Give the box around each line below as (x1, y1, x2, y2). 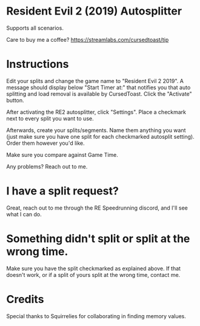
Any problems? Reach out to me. (6, 162, 88, 170)
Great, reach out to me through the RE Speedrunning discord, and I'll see (6, 204, 188, 211)
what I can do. (6, 210, 42, 218)
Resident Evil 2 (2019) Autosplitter (6, 4, 182, 18)
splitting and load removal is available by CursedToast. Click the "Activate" (6, 90, 192, 98)
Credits (6, 292, 44, 306)
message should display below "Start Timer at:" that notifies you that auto (6, 84, 191, 91)
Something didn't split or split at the (6, 232, 190, 245)
